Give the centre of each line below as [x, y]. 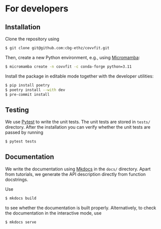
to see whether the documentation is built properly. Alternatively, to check [81, 208]
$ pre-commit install [27, 94]
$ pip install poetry [27, 85]
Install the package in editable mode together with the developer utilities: [79, 76]
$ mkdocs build [21, 198]
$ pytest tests [21, 142]
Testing [17, 110]
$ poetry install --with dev [35, 90]
